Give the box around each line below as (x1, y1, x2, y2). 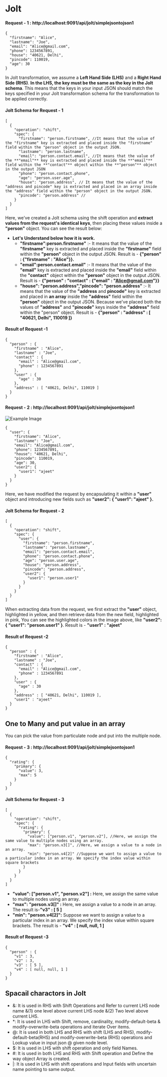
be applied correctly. (5, 96, 48, 102)
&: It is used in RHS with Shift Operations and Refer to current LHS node (12, 1003, 160, 1009)
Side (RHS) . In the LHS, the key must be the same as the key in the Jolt (5, 80, 154, 86)
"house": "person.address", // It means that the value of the (18, 179, 153, 185)
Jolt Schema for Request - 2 (5, 508, 64, 514)
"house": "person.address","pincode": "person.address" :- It (19, 283, 151, 289)
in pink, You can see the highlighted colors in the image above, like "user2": (5, 617, 162, 623)
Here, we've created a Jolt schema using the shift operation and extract (5, 214, 154, 220)
